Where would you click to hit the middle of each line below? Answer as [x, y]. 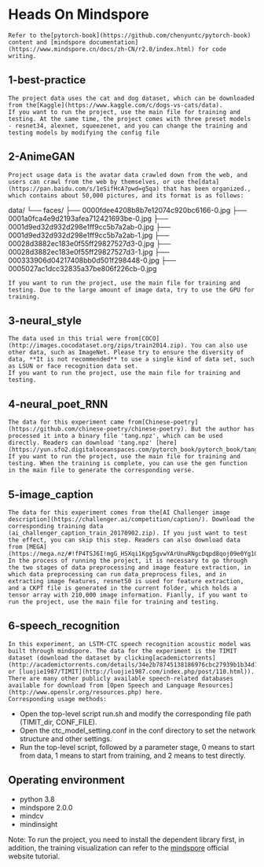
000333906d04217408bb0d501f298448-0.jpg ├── [92, 260]
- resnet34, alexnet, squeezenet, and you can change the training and [128, 126]
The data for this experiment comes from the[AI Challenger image [119, 512]
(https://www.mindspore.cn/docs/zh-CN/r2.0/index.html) [101, 49]
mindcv [31, 816]
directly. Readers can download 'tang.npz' [81, 443]
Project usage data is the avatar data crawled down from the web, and [128, 175]
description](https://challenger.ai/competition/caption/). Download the [132, 520]
